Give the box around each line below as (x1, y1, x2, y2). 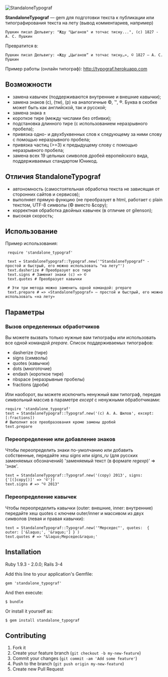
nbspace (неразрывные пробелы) (12, 377, 85, 383)
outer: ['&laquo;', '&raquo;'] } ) (5, 530, 80, 535)
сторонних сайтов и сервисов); (12, 191, 80, 197)
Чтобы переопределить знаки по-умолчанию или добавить (5, 447, 133, 453)
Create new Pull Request (12, 666, 64, 672)
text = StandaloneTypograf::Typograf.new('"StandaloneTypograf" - (7, 259, 150, 264)
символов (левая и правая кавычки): (5, 515, 85, 521)
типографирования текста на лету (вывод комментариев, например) (5, 20, 153, 26)
